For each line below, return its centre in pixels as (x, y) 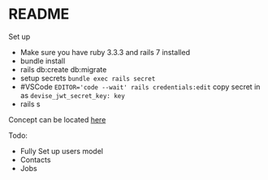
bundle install (43, 61)
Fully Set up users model (62, 151)
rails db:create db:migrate (63, 69)
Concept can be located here (57, 119)
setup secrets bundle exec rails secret (88, 78)
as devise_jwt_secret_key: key (73, 95)
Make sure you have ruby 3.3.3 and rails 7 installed (105, 52)
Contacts (35, 160)
